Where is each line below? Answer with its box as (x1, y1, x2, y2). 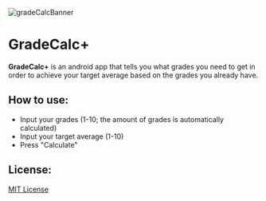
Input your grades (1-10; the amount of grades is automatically (19, 114, 225, 124)
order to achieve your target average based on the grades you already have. (8, 70, 259, 80)
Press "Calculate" (19, 140, 78, 149)
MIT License (8, 184, 49, 194)
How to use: (8, 93, 69, 107)
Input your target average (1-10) (19, 132, 124, 141)
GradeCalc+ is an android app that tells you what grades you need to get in (8, 61, 256, 71)
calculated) (19, 123, 57, 132)
